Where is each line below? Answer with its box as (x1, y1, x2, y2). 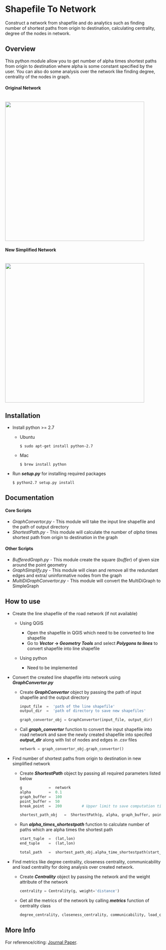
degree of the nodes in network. (5, 30, 71, 36)
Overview (5, 45, 36, 53)
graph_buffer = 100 (19, 794, 62, 799)
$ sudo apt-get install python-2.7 (19, 443, 93, 449)
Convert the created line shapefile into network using (12, 674, 121, 680)
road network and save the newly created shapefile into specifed (19, 732, 152, 738)
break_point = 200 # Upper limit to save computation (19, 803, 155, 808)
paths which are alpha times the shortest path (19, 827, 113, 833)
